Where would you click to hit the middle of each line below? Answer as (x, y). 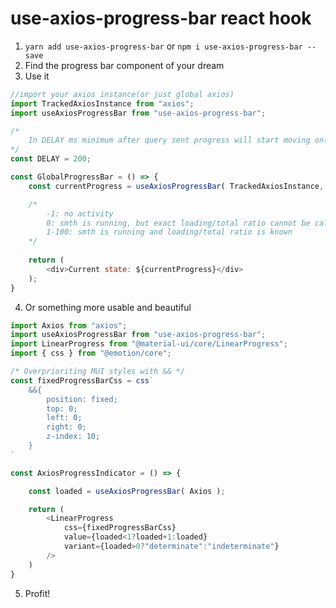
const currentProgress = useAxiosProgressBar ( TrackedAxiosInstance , (176, 186)
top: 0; (62, 408)
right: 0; (66, 427)
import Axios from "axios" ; (69, 325)
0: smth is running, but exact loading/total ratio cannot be (178, 223)
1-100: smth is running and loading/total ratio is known (169, 232)
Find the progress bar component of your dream (124, 65)
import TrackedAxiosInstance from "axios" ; (102, 103)
